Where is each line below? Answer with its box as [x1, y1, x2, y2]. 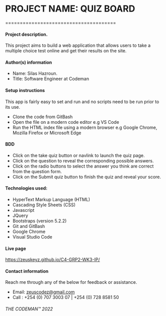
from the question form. [12, 168, 62, 174]
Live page [5, 245, 26, 252]
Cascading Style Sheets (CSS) [12, 202, 76, 208]
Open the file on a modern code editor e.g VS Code [12, 119, 119, 125]
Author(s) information [5, 59, 52, 65]
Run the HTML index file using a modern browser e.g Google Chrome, [12, 124, 157, 130]
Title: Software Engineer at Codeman [12, 76, 90, 82]
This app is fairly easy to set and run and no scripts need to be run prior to [5, 99, 159, 105]
